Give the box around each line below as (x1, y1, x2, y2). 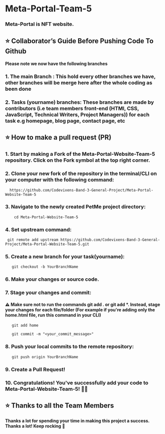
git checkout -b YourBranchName (11, 264, 79, 269)
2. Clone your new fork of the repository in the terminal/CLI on (5, 170, 157, 177)
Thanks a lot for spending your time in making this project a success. (5, 418, 150, 424)
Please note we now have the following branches (5, 61, 108, 67)
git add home (11, 323, 39, 328)
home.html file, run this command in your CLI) (5, 312, 101, 318)
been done (5, 85, 32, 92)
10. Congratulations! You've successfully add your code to (5, 379, 149, 386)
